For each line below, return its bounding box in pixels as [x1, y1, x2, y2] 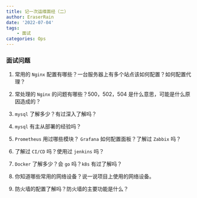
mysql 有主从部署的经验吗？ [14, 123, 81, 130]
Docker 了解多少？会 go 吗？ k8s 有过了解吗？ [14, 160, 123, 167]
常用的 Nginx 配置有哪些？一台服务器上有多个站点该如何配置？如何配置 [14, 71, 186, 78]
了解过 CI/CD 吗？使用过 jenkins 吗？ [14, 148, 104, 155]
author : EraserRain [6, 14, 54, 20]
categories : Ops [6, 36, 46, 42]
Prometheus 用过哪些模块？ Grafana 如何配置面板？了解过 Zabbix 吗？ [14, 136, 182, 143]
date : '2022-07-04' [6, 19, 54, 25]
